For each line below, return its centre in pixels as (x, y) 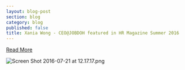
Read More (19, 50)
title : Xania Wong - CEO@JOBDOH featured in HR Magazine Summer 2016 (93, 33)
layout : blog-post (28, 11)
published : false (27, 28)
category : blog (25, 22)
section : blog (23, 17)
